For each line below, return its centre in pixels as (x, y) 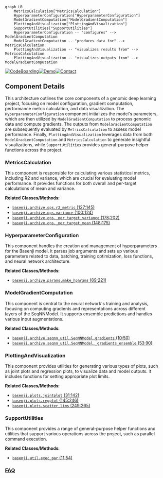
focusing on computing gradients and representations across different (75, 308)
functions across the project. (34, 150)
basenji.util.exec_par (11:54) (42, 458)
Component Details (35, 87)
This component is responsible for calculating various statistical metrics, (78, 173)
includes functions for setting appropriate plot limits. (57, 376)
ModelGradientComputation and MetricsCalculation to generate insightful (78, 139)
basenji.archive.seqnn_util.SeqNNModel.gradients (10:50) (71, 338)
